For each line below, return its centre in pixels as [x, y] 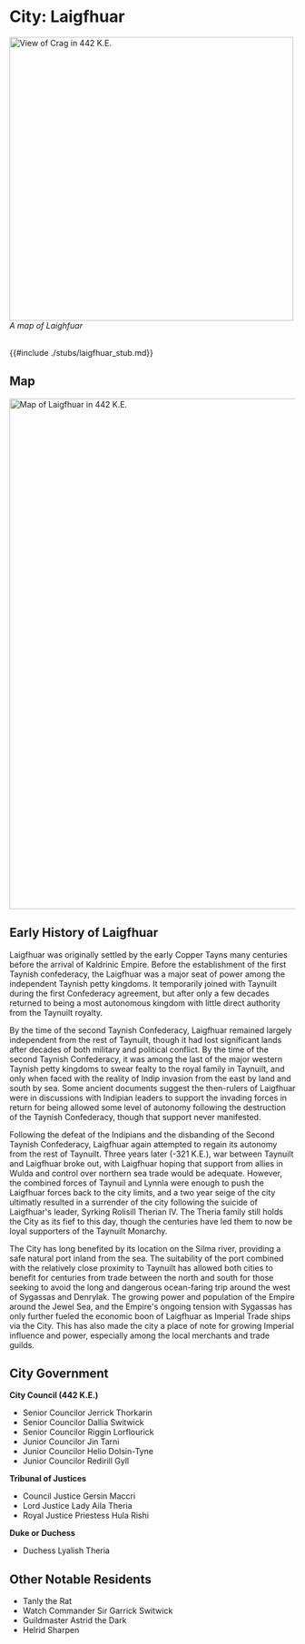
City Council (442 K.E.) [54, 1395]
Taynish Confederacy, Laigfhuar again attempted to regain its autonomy [143, 1144]
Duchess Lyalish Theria [66, 1550]
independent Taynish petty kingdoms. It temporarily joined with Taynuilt [143, 983]
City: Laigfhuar [67, 17]
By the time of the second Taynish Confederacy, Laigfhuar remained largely [151, 1030]
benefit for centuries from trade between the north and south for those [142, 1277]
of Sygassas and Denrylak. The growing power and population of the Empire [152, 1296]
